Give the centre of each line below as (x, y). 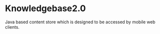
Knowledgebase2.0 (46, 8)
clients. (12, 27)
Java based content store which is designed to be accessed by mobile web (80, 22)
